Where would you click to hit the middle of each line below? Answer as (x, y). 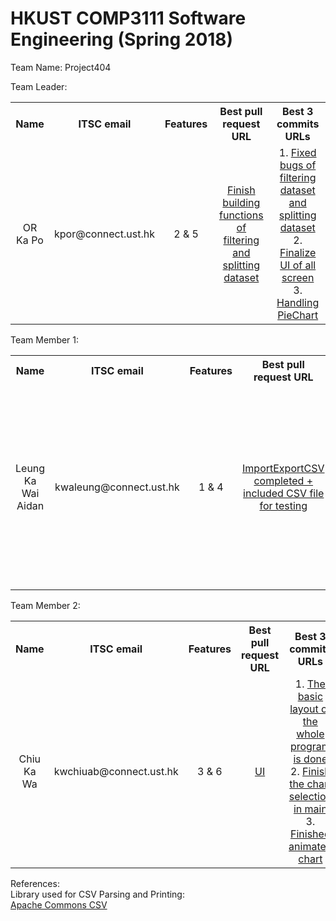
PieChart (298, 315)
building (241, 202)
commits (298, 124)
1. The (310, 684)
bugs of (298, 165)
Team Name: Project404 (61, 67)
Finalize (298, 252)
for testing (283, 505)
